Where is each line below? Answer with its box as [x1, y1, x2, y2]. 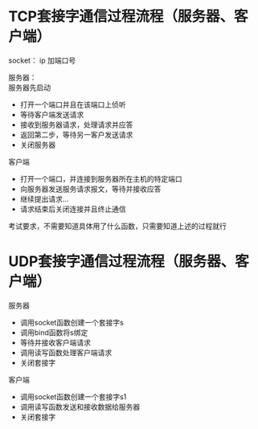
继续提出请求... [19, 194, 69, 203]
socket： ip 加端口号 [8, 55, 76, 65]
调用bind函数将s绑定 [19, 327, 88, 337]
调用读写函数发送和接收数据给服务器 [19, 402, 141, 411]
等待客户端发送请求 [19, 109, 84, 119]
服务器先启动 [8, 82, 51, 92]
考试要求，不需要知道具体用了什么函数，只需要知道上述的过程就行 [8, 221, 227, 231]
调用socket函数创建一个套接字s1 [19, 391, 127, 402]
